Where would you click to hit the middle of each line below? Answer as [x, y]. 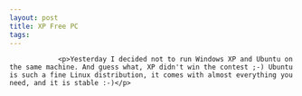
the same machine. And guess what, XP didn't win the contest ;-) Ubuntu [151, 67]
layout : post [34, 18]
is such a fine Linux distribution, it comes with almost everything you [151, 75]
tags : [19, 34]
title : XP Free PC [44, 26]
